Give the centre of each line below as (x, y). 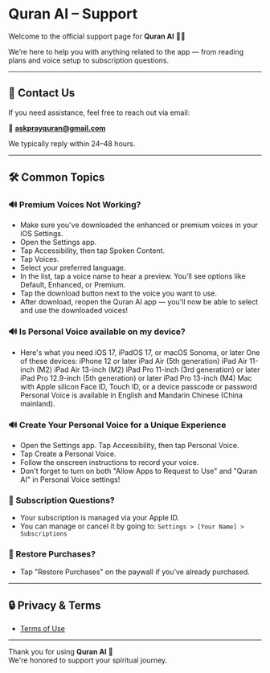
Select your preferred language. (73, 268)
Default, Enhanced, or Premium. (73, 285)
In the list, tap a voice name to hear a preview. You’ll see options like (133, 276)
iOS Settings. (41, 234)
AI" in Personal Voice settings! (70, 479)
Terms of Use (43, 629)
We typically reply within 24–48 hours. (72, 143)
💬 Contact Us (42, 93)
